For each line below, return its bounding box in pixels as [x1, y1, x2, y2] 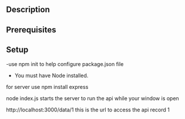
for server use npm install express [6, 83, 89, 90]
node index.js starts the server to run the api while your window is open [6, 94, 179, 102]
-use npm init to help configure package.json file [6, 60, 124, 67]
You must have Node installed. [14, 72, 89, 79]
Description [6, 5, 50, 15]
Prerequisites [6, 25, 56, 35]
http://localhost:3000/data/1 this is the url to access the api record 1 [6, 106, 170, 113]
